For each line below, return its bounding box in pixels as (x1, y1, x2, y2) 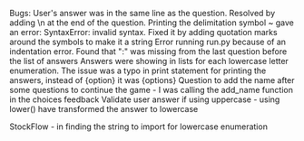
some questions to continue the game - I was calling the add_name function (9, 85, 293, 95)
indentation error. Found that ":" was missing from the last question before (9, 46, 288, 57)
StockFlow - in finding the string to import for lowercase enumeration (9, 121, 268, 132)
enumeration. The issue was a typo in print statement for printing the (9, 65, 267, 76)
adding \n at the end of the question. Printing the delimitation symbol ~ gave (9, 17, 295, 28)
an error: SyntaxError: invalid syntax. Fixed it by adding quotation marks (9, 27, 279, 37)
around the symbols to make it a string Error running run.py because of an (9, 36, 287, 47)
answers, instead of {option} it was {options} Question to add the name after (9, 75, 295, 85)
